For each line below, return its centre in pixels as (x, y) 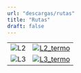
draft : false (26, 26)
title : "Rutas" (29, 20)
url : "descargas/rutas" (41, 13)
